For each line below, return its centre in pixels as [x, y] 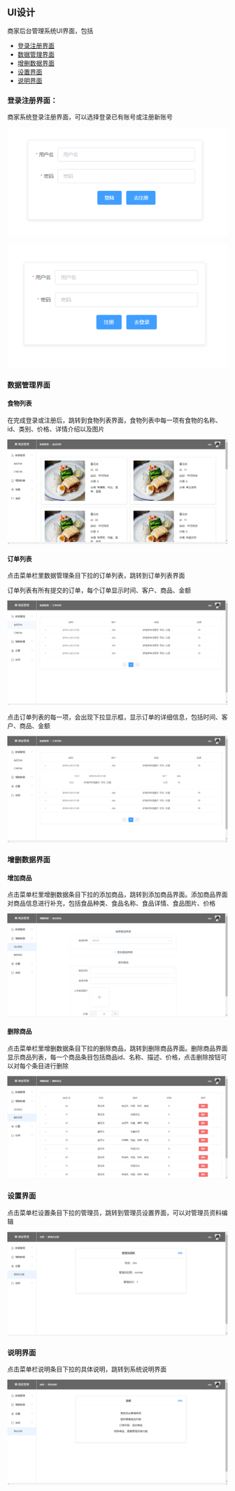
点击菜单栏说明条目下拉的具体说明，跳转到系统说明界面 [87, 1369]
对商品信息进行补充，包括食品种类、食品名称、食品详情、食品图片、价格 [111, 904]
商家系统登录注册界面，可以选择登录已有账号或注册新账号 [90, 117]
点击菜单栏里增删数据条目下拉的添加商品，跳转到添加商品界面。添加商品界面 [117, 894]
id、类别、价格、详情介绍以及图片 [56, 429]
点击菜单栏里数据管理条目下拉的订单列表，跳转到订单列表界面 [96, 576]
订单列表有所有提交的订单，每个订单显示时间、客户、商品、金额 [99, 590]
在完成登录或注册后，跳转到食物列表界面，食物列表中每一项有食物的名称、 [114, 420]
